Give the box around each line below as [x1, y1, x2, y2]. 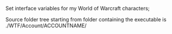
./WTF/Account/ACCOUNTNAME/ [5, 22, 87, 29]
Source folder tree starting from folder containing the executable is [5, 16, 167, 22]
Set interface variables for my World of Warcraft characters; [5, 5, 150, 12]
